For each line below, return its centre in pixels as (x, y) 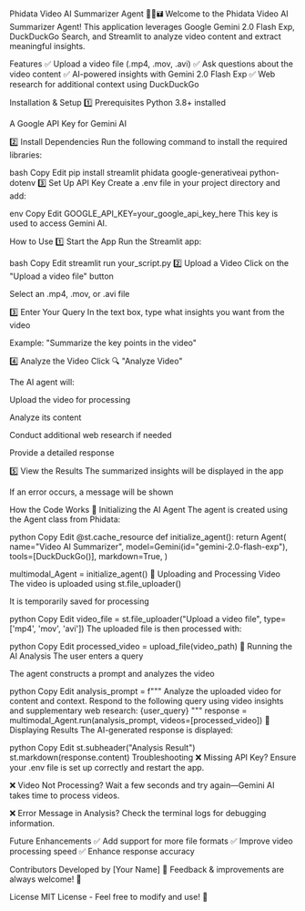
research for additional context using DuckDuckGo (104, 84)
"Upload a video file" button (61, 276)
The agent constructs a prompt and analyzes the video (112, 674)
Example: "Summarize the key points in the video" (103, 343)
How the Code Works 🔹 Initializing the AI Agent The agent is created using (149, 510)
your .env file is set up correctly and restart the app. (107, 768)
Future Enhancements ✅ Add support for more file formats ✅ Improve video (151, 841)
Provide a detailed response (62, 453)
